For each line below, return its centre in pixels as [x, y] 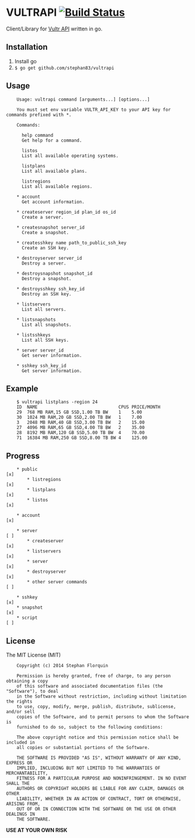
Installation [27, 47]
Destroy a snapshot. [46, 279]
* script [27, 618]
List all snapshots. [46, 325]
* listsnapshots [36, 320]
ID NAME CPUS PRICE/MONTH [88, 407]
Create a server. [43, 217]
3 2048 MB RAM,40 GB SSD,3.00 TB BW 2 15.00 [81, 423]
